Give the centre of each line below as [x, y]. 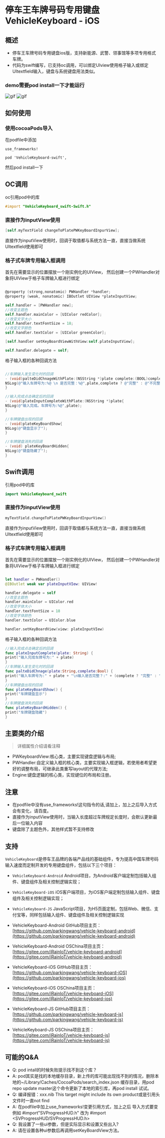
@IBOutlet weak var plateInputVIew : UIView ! [51, 584]
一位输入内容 [29, 823]
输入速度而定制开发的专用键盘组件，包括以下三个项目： [61, 865]
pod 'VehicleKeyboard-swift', [36, 158]
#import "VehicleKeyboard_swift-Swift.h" [48, 206]
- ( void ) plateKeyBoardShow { [34, 424]
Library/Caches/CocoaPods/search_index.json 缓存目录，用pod [90, 1082]
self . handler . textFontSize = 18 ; [39, 324]
